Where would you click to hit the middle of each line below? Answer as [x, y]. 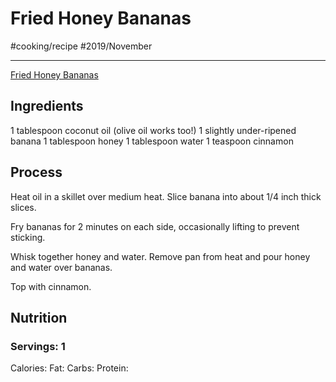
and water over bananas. [61, 267]
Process [36, 172]
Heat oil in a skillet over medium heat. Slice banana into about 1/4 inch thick [166, 196]
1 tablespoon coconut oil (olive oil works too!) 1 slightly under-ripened [153, 130]
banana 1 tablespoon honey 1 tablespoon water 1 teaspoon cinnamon [152, 141]
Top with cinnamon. [51, 286]
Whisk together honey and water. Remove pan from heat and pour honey [160, 256]
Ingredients [47, 106]
